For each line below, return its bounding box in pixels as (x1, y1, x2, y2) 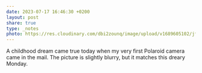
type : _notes (6, 25, 39, 32)
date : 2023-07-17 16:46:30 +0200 (6, 8, 90, 15)
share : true (6, 20, 36, 26)
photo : (6, 31, 23, 37)
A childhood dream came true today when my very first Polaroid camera (6, 47, 185, 54)
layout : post (6, 14, 39, 20)
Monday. (6, 60, 28, 68)
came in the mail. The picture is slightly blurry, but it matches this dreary (6, 54, 185, 61)
